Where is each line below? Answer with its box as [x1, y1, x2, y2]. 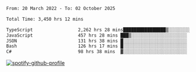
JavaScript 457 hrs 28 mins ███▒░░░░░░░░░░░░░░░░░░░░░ [6, 32, 187, 38]
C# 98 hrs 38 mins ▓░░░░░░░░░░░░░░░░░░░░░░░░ [6, 49, 187, 55]
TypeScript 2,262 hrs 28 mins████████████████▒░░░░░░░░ [6, 27, 190, 32]
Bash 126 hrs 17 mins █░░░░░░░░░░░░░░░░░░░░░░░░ [6, 43, 187, 50]
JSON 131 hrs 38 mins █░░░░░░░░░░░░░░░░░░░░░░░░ [6, 38, 187, 44]
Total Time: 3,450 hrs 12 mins [6, 16, 84, 22]
